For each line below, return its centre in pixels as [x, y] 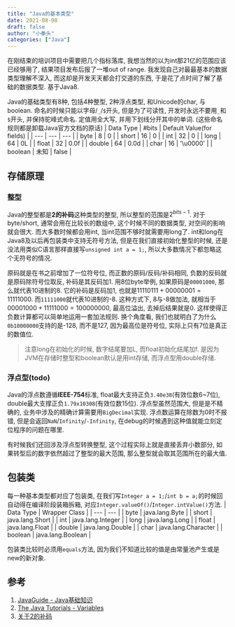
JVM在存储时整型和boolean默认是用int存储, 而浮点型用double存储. [120, 358]
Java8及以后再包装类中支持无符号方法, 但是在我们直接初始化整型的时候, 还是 [117, 241]
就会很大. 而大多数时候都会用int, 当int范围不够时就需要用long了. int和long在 [115, 232]
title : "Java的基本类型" [41, 14]
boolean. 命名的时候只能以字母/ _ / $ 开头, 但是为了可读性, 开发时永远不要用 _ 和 [117, 111]
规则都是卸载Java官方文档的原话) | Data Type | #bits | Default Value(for [109, 128]
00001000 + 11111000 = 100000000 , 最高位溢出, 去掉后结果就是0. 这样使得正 [117, 308]
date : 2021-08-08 [33, 20]
